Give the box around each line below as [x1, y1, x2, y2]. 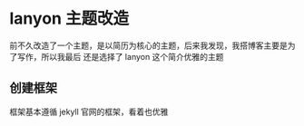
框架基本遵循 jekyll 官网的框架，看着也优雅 [9, 106, 169, 117]
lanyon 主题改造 [9, 8, 130, 29]
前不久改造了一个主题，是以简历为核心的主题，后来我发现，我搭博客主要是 [9, 40, 288, 51]
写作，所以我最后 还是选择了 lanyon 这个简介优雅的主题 [16, 51, 224, 62]
